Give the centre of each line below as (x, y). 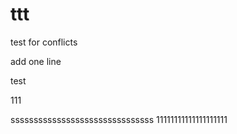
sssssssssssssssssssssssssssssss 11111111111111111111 (119, 119)
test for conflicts (44, 42)
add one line (36, 61)
